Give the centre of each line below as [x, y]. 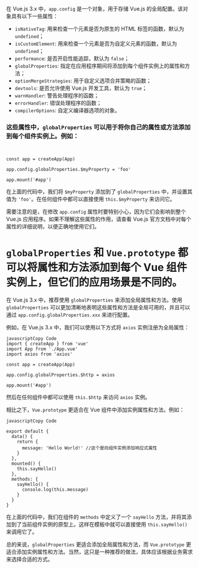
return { [28, 442]
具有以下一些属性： [34, 16]
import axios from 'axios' [39, 354]
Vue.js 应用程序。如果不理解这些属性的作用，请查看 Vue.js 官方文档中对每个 [99, 219]
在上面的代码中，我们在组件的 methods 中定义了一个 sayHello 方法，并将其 [97, 517]
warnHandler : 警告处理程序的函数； [57, 96]
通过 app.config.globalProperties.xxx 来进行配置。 [70, 315]
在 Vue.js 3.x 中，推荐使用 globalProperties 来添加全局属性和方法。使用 [94, 300]
